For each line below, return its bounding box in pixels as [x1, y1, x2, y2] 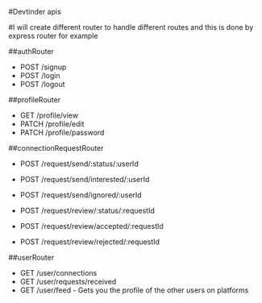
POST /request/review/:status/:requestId [19, 205, 155, 215]
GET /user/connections [19, 268, 98, 277]
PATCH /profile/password [19, 128, 105, 137]
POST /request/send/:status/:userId [19, 159, 139, 168]
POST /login [19, 71, 60, 80]
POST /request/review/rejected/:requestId [19, 237, 160, 247]
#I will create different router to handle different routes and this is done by [8, 23, 254, 31]
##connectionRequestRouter [8, 143, 104, 152]
